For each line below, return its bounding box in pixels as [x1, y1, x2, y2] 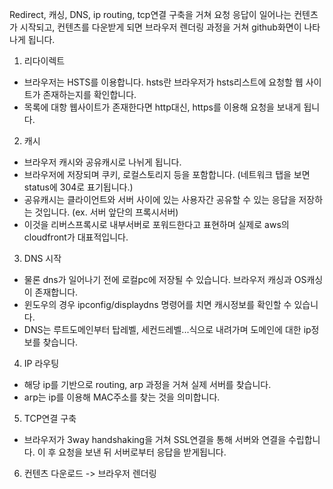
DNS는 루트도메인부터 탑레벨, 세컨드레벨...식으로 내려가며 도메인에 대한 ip [23, 324, 312, 335]
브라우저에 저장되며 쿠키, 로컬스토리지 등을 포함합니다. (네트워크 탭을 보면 [23, 169, 311, 180]
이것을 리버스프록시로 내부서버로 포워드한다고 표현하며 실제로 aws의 [23, 219, 290, 230]
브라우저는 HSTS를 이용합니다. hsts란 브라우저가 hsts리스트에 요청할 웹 [23, 76, 304, 88]
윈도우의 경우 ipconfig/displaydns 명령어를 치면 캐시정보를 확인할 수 [23, 299, 292, 310]
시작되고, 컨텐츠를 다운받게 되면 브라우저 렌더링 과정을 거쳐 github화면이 [19, 21, 302, 33]
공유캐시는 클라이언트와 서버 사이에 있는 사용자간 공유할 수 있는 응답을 [23, 194, 297, 205]
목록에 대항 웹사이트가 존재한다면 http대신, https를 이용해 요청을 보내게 [23, 101, 302, 113]
